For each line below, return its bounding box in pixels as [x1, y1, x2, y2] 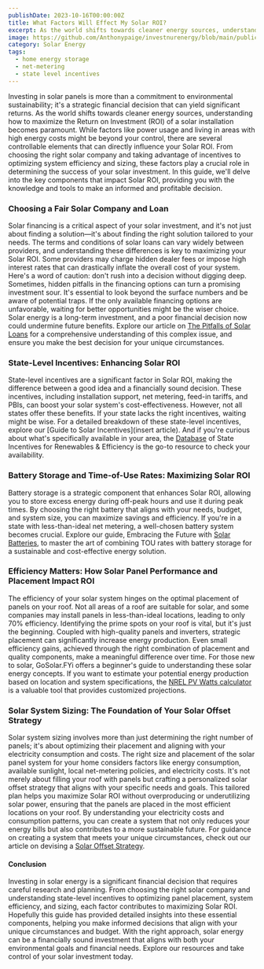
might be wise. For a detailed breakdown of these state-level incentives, [8, 417, 241, 427]
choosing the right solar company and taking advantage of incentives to [8, 150, 241, 160]
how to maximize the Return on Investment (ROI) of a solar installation [8, 116, 234, 126]
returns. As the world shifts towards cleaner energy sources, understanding [8, 108, 253, 118]
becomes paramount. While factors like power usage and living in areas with [8, 125, 255, 134]
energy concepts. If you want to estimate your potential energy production [8, 669, 249, 678]
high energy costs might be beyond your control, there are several [8, 133, 222, 142]
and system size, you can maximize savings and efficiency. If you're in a [8, 512, 242, 523]
